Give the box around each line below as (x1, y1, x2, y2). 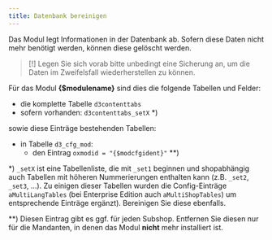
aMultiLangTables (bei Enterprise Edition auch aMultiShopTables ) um (8, 189, 237, 199)
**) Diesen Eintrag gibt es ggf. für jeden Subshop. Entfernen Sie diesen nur (8, 213, 259, 224)
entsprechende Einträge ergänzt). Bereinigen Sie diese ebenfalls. (8, 198, 227, 207)
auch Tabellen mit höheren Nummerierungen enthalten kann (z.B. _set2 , (8, 172, 249, 181)
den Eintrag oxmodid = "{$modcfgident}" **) (32, 147, 180, 157)
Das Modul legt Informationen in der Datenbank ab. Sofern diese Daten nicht (8, 34, 265, 44)
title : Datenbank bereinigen (8, 11, 107, 20)
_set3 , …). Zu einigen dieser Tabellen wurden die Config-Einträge (8, 181, 227, 190)
